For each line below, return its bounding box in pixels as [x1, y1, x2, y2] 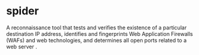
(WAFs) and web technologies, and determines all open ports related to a [6, 36, 187, 44]
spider [6, 4, 39, 18]
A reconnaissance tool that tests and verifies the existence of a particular [6, 24, 187, 31]
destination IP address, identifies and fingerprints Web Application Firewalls [6, 30, 193, 37]
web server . [6, 43, 37, 50]
